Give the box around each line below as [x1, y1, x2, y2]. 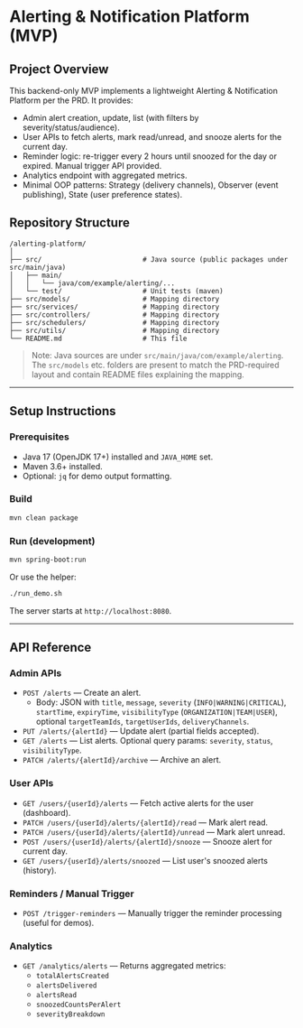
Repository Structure [9, 215, 131, 231]
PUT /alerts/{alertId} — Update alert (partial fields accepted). [22, 726, 260, 736]
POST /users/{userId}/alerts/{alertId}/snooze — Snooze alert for [22, 836, 272, 847]
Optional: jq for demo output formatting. [22, 470, 172, 481]
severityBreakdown [35, 1010, 106, 1019]
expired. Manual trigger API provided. [22, 161, 162, 171]
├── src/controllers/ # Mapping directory [9, 310, 220, 320]
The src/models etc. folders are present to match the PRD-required [31, 359, 280, 370]
